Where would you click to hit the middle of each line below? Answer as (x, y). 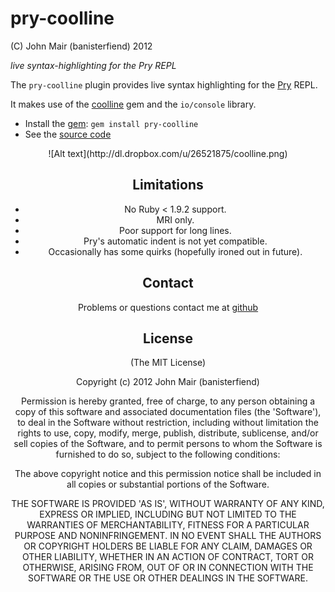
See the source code (68, 134)
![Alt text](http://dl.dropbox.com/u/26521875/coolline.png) (168, 153)
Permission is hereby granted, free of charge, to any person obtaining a (168, 401)
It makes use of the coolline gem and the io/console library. (133, 104)
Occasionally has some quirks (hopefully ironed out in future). (175, 251)
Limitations (168, 185)
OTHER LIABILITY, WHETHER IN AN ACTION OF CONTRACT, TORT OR (168, 557)
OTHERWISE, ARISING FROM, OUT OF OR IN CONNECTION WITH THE (168, 568)
